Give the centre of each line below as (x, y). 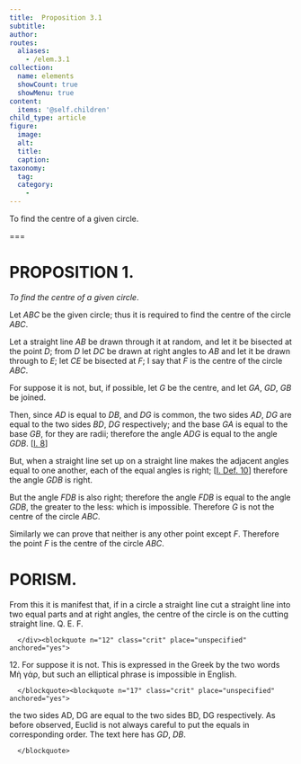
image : (30, 135)
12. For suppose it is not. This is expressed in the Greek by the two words (145, 664)
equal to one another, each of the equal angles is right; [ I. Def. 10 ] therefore (149, 470)
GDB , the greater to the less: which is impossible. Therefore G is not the (142, 506)
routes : (24, 43)
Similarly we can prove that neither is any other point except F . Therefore (145, 533)
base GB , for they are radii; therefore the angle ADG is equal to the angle (144, 433)
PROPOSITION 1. (72, 273)
